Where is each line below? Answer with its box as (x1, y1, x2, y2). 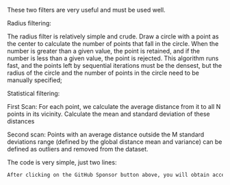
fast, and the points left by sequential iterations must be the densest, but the (7, 62, 222, 69)
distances (7, 117, 35, 125)
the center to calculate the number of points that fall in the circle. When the (7, 40, 219, 47)
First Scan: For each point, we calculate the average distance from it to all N (7, 103, 221, 110)
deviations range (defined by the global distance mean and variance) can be (7, 138, 222, 146)
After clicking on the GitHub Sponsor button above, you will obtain (7, 171, 210, 178)
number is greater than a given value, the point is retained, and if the (7, 47, 201, 55)
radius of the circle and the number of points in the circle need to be (7, 69, 200, 77)
